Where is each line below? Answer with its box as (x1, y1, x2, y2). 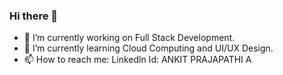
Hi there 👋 (9, 9, 59, 23)
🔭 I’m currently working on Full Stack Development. (23, 32, 236, 44)
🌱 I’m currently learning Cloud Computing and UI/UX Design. (23, 42, 274, 54)
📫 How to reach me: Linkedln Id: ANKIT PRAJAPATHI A (23, 54, 252, 66)
